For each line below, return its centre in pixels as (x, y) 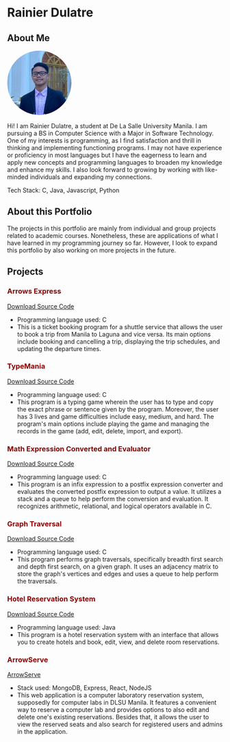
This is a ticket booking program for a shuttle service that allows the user (120, 326)
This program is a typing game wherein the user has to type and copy (115, 402)
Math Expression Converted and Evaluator (79, 448)
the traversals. (37, 582)
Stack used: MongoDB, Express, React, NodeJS (84, 688)
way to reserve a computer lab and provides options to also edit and (113, 709)
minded (18, 177)
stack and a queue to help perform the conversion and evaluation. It (113, 499)
